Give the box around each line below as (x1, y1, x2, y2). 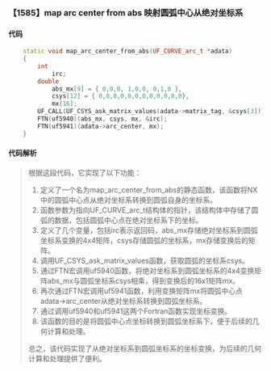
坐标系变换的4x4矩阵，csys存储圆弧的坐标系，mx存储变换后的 (40, 235, 248, 245)
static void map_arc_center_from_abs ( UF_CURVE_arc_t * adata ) (23, 47, 232, 56)
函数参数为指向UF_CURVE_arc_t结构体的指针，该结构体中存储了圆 (40, 204, 259, 215)
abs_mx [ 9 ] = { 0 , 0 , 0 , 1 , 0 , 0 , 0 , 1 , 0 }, (51, 85, 182, 93)
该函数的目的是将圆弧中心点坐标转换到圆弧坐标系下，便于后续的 (40, 316, 252, 326)
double (37, 77, 60, 86)
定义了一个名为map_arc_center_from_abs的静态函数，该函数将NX (40, 184, 258, 195)
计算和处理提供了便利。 (27, 353, 106, 363)
